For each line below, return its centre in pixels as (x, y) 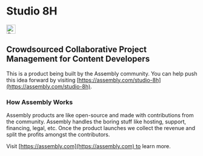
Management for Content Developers (78, 59)
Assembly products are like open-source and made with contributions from (100, 115)
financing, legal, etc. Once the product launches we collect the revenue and (101, 128)
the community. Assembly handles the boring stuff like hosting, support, (96, 122)
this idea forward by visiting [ (43, 80)
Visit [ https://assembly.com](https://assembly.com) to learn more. (88, 146)
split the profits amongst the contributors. (58, 135)
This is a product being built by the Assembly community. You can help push (102, 73)
